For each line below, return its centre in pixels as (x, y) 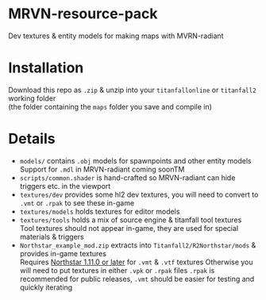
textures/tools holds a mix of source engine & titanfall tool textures (131, 220)
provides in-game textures (63, 253)
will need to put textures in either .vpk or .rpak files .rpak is (117, 270)
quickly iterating (46, 287)
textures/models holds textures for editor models (100, 211)
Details (32, 139)
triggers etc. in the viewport (65, 186)
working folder (32, 98)
